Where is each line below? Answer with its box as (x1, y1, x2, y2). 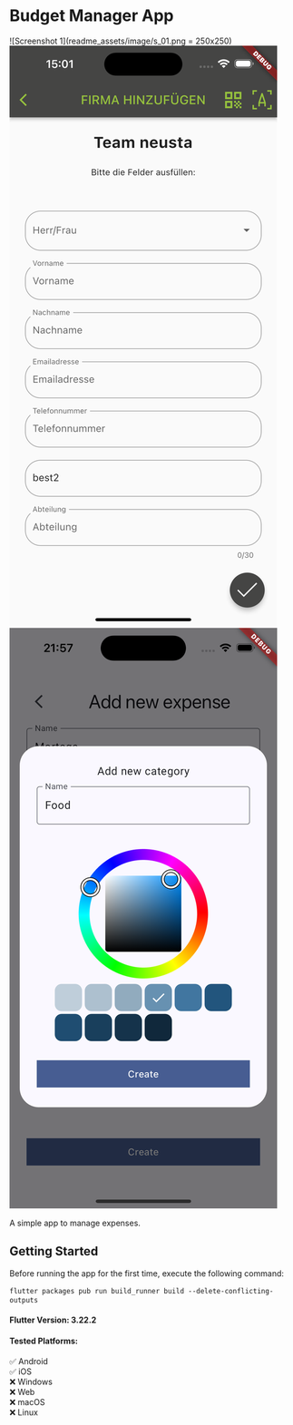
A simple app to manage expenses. (9, 1217, 141, 1228)
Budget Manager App (9, 5, 174, 26)
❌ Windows (9, 1376, 53, 1387)
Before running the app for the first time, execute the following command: (9, 1267, 284, 1279)
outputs (9, 1295, 39, 1304)
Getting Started (9, 1244, 99, 1259)
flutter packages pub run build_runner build (9, 1286, 184, 1295)
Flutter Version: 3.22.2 (9, 1314, 97, 1325)
